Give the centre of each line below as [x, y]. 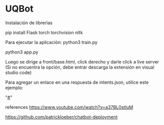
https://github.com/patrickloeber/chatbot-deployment [61, 117]
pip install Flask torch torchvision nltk [44, 32]
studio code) [19, 72]
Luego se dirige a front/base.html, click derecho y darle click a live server [82, 61]
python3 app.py [22, 52]
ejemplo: [14, 87]
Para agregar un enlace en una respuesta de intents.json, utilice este [77, 82]
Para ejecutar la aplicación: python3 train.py [52, 42]
